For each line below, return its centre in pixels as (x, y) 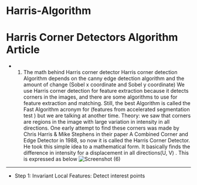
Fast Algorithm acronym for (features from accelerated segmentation (107, 110)
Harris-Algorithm (49, 11)
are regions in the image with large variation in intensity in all (96, 122)
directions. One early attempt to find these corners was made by (101, 128)
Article (23, 50)
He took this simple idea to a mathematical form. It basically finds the (107, 146)
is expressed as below (50, 159)
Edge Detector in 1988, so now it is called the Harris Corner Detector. (107, 141)
